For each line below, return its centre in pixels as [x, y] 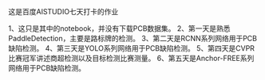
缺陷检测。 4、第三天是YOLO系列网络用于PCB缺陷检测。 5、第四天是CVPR [132, 48]
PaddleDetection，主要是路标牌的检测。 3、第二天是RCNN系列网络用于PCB [133, 38]
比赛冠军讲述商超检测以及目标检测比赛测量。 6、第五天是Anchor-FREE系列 [131, 58]
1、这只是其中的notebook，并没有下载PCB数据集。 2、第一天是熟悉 [119, 29]
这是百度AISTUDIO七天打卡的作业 [63, 11]
